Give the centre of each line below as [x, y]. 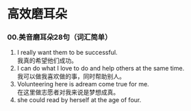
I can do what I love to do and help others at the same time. [101, 69]
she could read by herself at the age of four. [79, 100]
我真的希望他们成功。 [47, 61]
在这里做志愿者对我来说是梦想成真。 [68, 92]
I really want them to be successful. [67, 53]
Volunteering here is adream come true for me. [83, 84]
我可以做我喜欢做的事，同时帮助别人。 [71, 77]
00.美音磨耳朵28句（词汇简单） [60, 37]
